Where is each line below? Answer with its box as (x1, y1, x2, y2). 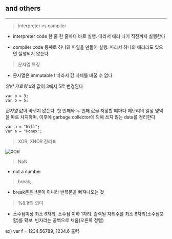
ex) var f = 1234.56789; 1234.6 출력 (5, 228, 79, 234)
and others (5, 4, 41, 13)
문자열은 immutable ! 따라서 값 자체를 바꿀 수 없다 (12, 72, 113, 78)
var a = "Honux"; (5, 128, 42, 134)
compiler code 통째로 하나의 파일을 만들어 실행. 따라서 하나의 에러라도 (12, 44, 154, 50)
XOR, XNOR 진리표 (17, 138, 56, 144)
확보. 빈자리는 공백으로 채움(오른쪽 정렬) (24, 217, 104, 223)
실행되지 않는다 (18, 50, 49, 56)
